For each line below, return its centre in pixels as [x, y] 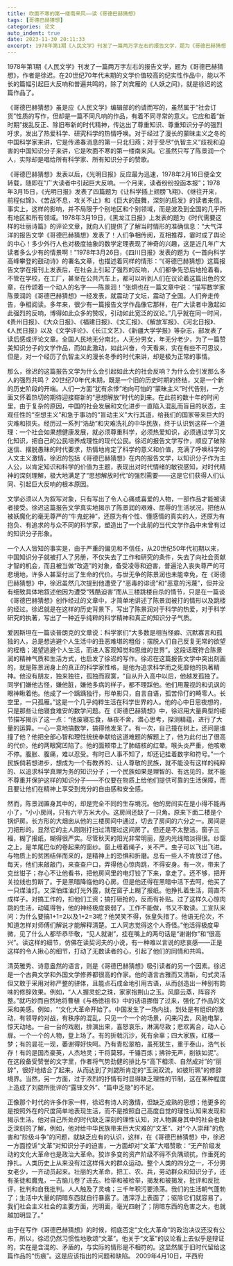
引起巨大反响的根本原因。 [55, 484]
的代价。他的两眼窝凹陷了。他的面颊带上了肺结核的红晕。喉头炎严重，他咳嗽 [116, 745]
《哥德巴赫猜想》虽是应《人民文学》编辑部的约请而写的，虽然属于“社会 [109, 107]
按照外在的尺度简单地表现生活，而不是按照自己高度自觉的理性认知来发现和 [119, 1111]
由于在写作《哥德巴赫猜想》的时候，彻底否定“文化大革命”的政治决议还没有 [113, 1230]
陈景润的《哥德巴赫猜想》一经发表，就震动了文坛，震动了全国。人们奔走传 [113, 295]
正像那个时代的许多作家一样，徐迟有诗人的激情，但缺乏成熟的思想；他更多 [113, 1102]
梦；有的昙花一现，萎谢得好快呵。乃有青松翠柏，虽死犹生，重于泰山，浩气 [113, 1044]
